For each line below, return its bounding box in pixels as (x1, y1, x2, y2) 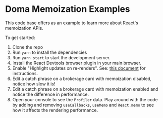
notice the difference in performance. (12, 91, 89, 97)
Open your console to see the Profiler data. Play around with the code (12, 96, 158, 102)
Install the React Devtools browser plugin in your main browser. (12, 60, 142, 66)
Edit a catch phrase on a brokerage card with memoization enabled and (12, 86, 159, 92)
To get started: (5, 35, 36, 40)
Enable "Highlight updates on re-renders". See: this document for (12, 65, 146, 71)
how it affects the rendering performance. (12, 107, 98, 113)
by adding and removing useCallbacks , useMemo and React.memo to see (12, 102, 155, 108)
